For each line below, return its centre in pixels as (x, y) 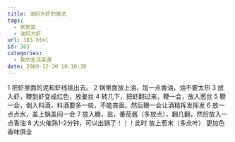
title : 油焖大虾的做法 (37, 14)
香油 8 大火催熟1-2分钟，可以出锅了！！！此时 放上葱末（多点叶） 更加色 (119, 123)
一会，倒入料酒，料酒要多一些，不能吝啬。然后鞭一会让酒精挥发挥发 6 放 (113, 105)
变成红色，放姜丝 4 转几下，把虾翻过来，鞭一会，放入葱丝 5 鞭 (135, 96)
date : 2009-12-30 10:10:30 (47, 66)
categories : (25, 54)
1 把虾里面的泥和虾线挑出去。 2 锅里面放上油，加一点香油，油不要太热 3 (112, 87)
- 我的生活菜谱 (33, 60)
